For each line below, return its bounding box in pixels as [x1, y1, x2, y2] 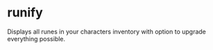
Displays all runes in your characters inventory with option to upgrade [7, 27, 207, 36]
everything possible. [7, 34, 66, 42]
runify [7, 5, 43, 21]
